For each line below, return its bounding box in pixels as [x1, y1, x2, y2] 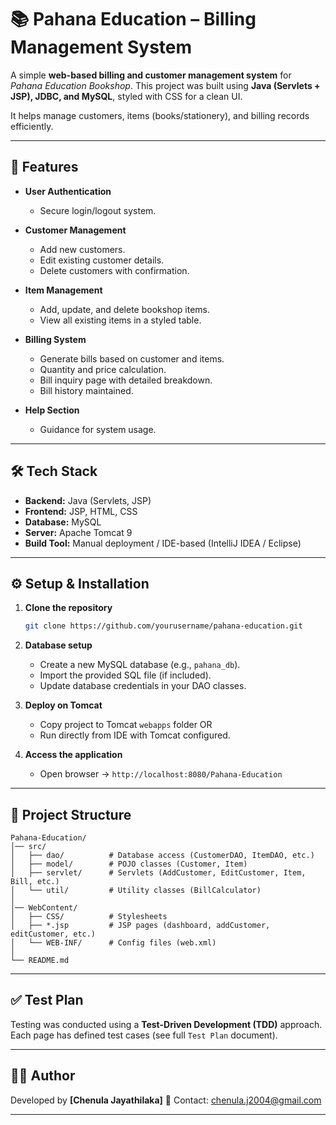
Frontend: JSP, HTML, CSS [24, 505, 138, 517]
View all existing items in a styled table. [39, 314, 202, 326]
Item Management [24, 284, 103, 296]
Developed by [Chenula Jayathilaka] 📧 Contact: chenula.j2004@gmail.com [10, 1094, 322, 1106]
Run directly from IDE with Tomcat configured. [39, 729, 231, 741]
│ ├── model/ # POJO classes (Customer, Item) [10, 859, 248, 870]
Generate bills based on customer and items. [39, 352, 225, 365]
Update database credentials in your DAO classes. [39, 680, 247, 692]
